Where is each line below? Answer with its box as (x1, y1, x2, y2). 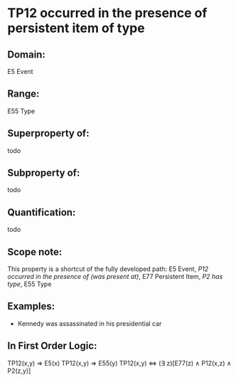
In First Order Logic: (7, 340, 97, 352)
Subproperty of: (7, 167, 80, 179)
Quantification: (7, 206, 76, 218)
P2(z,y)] (7, 366, 31, 375)
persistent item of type (7, 20, 146, 36)
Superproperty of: (7, 127, 90, 139)
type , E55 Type (7, 280, 52, 289)
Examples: (7, 300, 55, 312)
